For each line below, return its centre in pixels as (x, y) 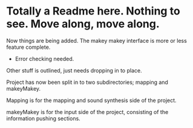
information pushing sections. (43, 118)
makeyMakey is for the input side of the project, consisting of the (87, 112)
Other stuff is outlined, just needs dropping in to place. (74, 70)
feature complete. (28, 47)
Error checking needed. (44, 59)
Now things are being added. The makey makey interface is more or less (97, 40)
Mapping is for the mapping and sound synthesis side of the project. (91, 100)
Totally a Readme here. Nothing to (93, 11)
